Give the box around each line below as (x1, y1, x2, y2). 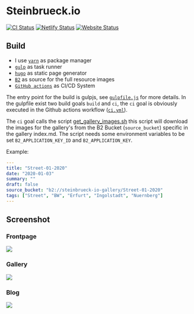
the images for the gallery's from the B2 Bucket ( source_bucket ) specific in (6, 123, 188, 131)
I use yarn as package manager (14, 56, 92, 64)
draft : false (6, 182, 39, 188)
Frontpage (6, 233, 37, 241)
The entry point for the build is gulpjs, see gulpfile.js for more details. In (6, 93, 186, 100)
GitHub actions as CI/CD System (14, 82, 96, 89)
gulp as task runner (14, 63, 62, 70)
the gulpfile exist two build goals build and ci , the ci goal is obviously (6, 100, 178, 107)
